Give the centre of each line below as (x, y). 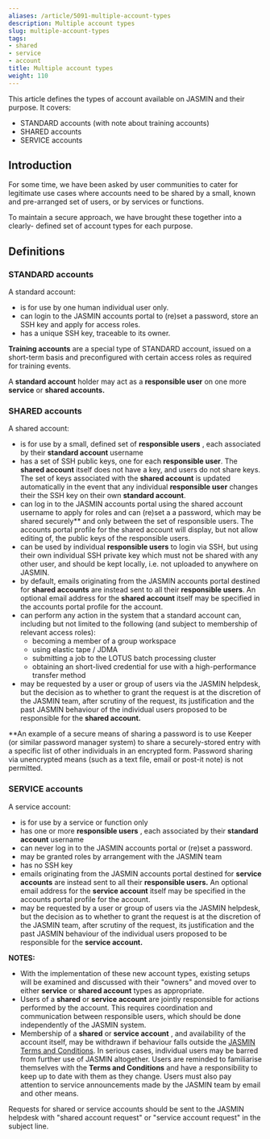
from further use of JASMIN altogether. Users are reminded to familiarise (141, 1059)
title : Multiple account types (61, 69)
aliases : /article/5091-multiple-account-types (90, 16)
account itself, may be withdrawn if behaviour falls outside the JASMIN (137, 1041)
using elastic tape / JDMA (75, 650)
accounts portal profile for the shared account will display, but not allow (139, 530)
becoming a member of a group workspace (104, 641)
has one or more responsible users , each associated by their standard (139, 830)
